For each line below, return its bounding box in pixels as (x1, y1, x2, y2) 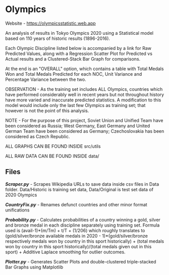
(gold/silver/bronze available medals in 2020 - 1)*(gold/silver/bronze (5, 233, 148, 239)
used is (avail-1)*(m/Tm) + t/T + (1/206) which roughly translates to (5, 227, 145, 233)
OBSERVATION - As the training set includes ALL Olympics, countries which (5, 86, 163, 92)
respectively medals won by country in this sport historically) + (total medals (5, 238, 164, 244)
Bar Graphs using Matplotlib (5, 264, 64, 270)
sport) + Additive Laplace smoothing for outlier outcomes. (5, 249, 126, 255)
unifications (5, 207, 30, 213)
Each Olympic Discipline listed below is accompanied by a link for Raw (5, 45, 151, 51)
